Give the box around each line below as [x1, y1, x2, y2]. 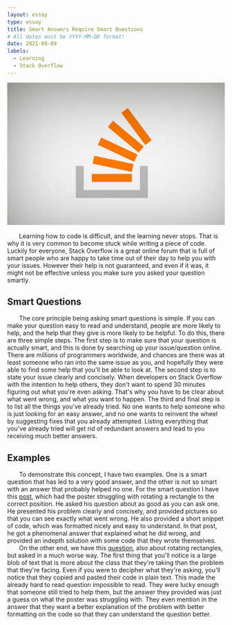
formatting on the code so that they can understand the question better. [7, 610, 211, 619]
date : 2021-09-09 [7, 40, 57, 48]
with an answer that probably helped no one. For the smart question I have [7, 485, 220, 493]
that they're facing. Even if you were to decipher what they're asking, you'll [7, 566, 221, 574]
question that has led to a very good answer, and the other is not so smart [7, 478, 217, 486]
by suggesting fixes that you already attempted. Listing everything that [7, 417, 209, 426]
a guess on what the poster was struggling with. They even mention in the [7, 595, 217, 604]
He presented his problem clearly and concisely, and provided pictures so [7, 507, 217, 516]
